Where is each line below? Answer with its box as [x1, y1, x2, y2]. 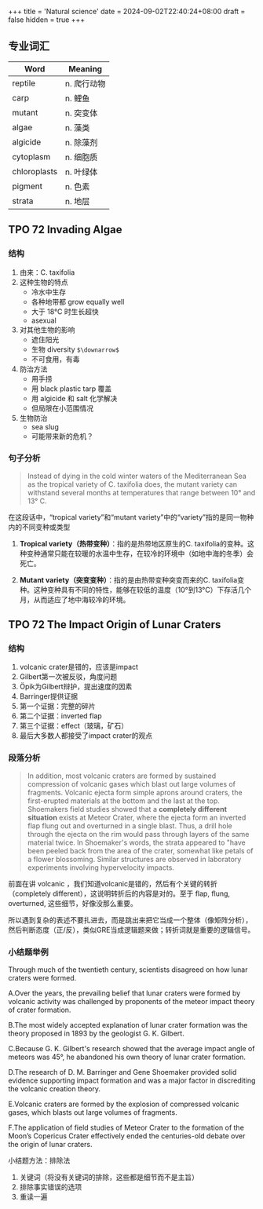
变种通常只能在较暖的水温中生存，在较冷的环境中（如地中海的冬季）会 [26, 549, 254, 558]
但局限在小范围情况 [31, 404, 94, 413]
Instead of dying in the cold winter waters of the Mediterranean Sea [27, 471, 247, 480]
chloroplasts [12, 166, 58, 177]
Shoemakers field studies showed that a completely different [27, 804, 228, 813]
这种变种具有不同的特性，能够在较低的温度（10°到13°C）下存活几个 [33, 585, 252, 594]
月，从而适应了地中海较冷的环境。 [19, 594, 130, 604]
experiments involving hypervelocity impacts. [27, 863, 175, 872]
